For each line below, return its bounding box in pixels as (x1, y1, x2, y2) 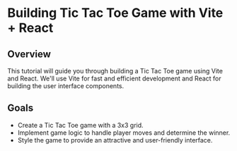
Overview (7, 48, 52, 60)
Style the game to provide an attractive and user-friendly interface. (17, 135, 213, 144)
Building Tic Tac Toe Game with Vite (7, 5, 224, 21)
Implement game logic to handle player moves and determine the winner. (17, 128, 231, 137)
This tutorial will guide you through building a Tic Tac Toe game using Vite (7, 67, 223, 75)
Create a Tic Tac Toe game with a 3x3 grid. (17, 121, 144, 129)
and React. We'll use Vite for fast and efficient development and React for (7, 74, 221, 83)
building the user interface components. (7, 82, 125, 90)
